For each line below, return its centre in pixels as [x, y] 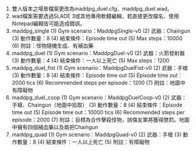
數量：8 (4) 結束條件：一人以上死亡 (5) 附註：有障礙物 [83, 142]
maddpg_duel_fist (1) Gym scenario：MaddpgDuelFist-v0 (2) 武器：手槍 [100, 68]
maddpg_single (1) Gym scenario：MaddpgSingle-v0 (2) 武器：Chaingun [101, 31]
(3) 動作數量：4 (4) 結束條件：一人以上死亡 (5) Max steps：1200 [91, 60]
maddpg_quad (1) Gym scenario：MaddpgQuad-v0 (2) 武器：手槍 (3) [97, 134]
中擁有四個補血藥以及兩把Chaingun [55, 127]
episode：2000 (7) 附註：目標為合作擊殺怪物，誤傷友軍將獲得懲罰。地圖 [101, 120]
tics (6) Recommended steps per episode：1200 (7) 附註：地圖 [103, 83]
